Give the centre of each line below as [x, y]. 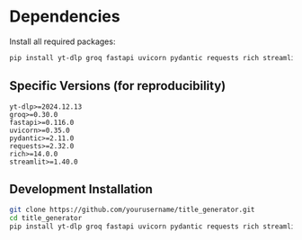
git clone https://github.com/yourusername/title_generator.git [132, 210]
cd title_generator [46, 218]
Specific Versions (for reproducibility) [118, 86]
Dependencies [65, 17]
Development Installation [81, 189]
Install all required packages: [62, 41]
